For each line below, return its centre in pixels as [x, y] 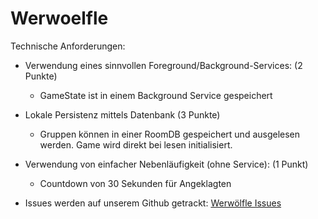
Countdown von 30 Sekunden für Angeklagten [135, 183]
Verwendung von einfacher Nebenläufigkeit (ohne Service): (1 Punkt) [166, 164]
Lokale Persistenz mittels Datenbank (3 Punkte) [122, 114]
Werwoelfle [59, 18]
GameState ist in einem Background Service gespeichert [156, 95]
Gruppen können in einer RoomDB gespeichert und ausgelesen [170, 134]
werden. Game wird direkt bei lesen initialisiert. [136, 144]
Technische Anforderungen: [68, 46]
